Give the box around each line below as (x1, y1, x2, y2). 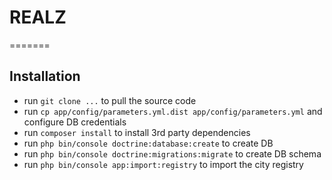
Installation (9, 68, 81, 85)
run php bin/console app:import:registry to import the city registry (23, 158, 304, 170)
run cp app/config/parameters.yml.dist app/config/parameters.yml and (23, 105, 323, 117)
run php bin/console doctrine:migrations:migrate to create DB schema (23, 147, 322, 160)
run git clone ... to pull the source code (23, 94, 197, 106)
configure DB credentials (23, 116, 127, 128)
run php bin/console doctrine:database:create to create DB (23, 137, 274, 149)
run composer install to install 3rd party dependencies (23, 126, 251, 138)
